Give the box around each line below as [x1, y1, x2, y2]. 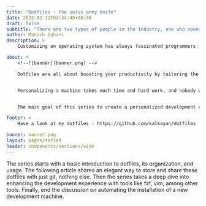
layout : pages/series [6, 137, 62, 143]
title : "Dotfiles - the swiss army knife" [6, 9, 116, 15]
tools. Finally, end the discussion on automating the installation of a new [6, 186, 188, 193]
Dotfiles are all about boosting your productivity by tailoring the [17, 71, 199, 77]
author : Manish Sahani [6, 32, 64, 38]
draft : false [6, 20, 40, 26]
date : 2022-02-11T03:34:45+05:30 [6, 15, 92, 21]
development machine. [6, 193, 64, 200]
